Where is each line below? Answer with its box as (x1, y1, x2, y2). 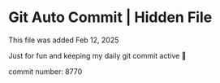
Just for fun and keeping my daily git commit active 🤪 (8, 50, 187, 60)
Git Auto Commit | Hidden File (8, 8, 213, 27)
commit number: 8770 (8, 66, 83, 76)
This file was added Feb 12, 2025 (8, 35, 119, 45)
